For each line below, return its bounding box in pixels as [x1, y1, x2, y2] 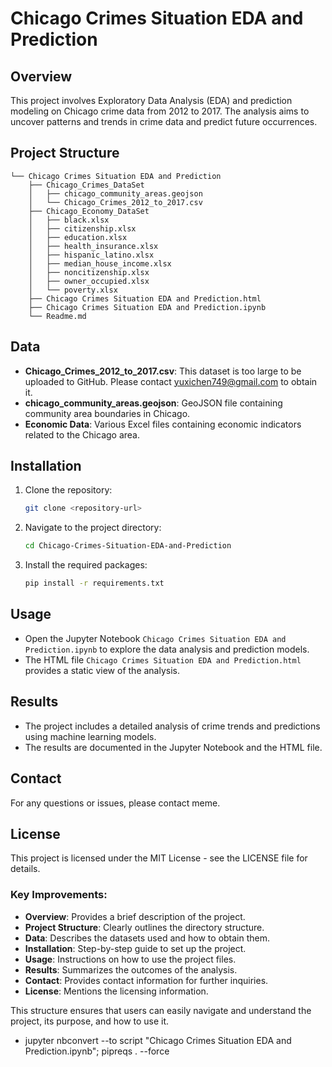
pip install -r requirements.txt [24, 578, 165, 589]
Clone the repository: [24, 484, 113, 496]
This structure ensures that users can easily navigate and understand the [10, 1004, 312, 1016]
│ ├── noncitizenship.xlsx [28, 267, 150, 277]
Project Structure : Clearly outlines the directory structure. [24, 921, 265, 933]
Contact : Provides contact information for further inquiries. [24, 974, 269, 986]
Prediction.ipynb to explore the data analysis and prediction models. [24, 643, 310, 655]
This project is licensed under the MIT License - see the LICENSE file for [10, 852, 308, 864]
